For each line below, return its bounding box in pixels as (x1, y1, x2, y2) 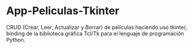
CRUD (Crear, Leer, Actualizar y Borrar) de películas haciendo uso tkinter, (6, 24, 188, 31)
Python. (6, 36, 26, 43)
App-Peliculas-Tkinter (6, 4, 120, 18)
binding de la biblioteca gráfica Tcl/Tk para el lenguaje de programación (6, 30, 185, 37)
